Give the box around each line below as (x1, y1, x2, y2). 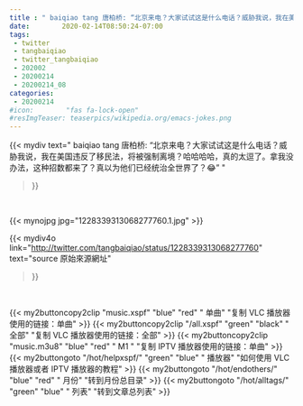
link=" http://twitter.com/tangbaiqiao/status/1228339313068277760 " (9, 243, 263, 254)
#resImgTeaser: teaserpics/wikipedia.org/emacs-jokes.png (9, 114, 232, 123)
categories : (9, 88, 54, 97)
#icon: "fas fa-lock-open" (9, 106, 140, 115)
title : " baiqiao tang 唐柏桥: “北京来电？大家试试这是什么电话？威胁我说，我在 (9, 13, 289, 23)
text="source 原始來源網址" (9, 254, 112, 264)
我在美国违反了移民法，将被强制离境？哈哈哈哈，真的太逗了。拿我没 (40, 151, 294, 162)
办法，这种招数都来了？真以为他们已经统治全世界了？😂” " (9, 162, 225, 173)
